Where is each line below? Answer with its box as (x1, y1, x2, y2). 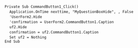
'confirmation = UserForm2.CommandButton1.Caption (9, 20, 114, 24)
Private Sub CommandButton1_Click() (4, 4, 79, 9)
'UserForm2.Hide (9, 14, 42, 19)
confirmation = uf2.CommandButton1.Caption (9, 30, 99, 35)
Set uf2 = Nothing (9, 35, 47, 40)
